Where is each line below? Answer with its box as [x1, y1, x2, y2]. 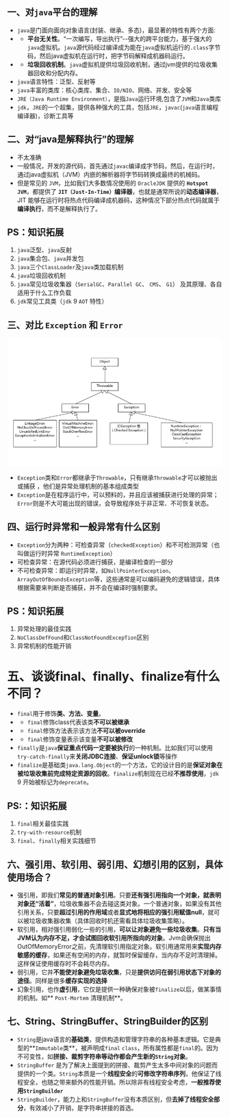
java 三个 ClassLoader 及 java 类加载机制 [16, 263, 124, 271]
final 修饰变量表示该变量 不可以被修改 [27, 735, 133, 743]
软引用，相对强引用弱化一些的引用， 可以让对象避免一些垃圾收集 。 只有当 [16, 925, 221, 933]
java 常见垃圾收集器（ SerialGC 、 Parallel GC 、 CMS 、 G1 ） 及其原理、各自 [16, 280, 222, 288]
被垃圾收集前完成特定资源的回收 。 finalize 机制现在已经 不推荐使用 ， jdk [16, 769, 219, 778]
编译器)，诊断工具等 [16, 112, 74, 120]
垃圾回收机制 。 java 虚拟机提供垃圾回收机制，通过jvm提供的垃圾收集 [27, 60, 218, 69]
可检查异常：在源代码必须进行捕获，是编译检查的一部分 [16, 558, 173, 566]
